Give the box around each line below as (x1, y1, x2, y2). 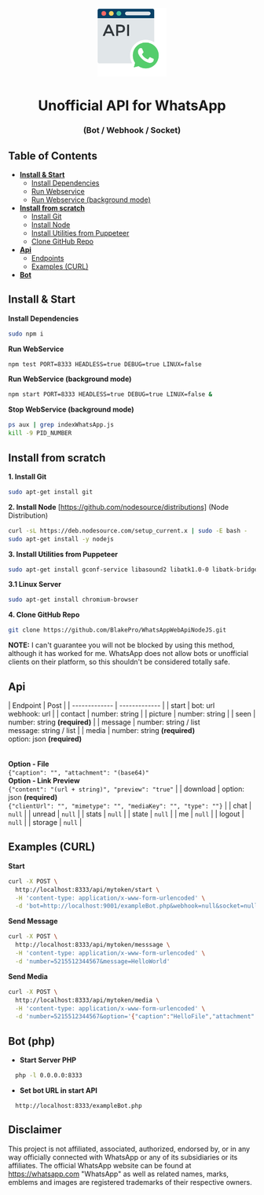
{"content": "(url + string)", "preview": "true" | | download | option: (8, 784, 245, 794)
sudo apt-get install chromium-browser (8, 596, 139, 604)
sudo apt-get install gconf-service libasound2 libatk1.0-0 (8, 566, 210, 574)
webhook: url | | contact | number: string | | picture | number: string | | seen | (8, 709, 256, 718)
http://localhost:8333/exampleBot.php (15, 1102, 143, 1109)
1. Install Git (8, 471, 47, 481)
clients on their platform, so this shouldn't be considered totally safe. (8, 657, 230, 667)
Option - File (8, 759, 49, 768)
